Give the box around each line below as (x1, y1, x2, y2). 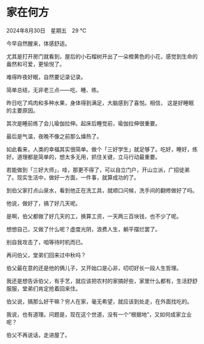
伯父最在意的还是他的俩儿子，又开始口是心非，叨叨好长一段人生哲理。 (6, 264, 182, 272)
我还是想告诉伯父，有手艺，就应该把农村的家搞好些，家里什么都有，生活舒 (6, 277, 192, 284)
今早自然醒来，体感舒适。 (6, 40, 70, 47)
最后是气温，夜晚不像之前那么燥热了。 (6, 132, 102, 140)
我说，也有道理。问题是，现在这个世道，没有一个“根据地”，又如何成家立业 (6, 311, 192, 318)
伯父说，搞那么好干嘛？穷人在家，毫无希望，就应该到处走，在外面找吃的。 (6, 298, 192, 305)
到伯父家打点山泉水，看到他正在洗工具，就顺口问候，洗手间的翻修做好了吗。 (6, 186, 198, 194)
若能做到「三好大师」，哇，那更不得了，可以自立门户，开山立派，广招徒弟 (6, 166, 190, 174)
